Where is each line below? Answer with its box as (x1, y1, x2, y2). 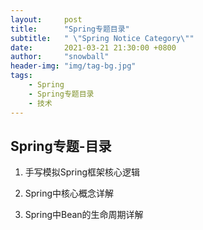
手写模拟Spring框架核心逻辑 (24, 166, 141, 178)
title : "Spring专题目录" (10, 24, 130, 34)
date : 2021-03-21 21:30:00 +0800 (10, 42, 177, 53)
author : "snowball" (10, 52, 110, 62)
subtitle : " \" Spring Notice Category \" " (10, 33, 195, 43)
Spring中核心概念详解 (24, 187, 115, 200)
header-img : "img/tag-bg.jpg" (10, 61, 137, 71)
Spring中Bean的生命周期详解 (24, 209, 144, 221)
